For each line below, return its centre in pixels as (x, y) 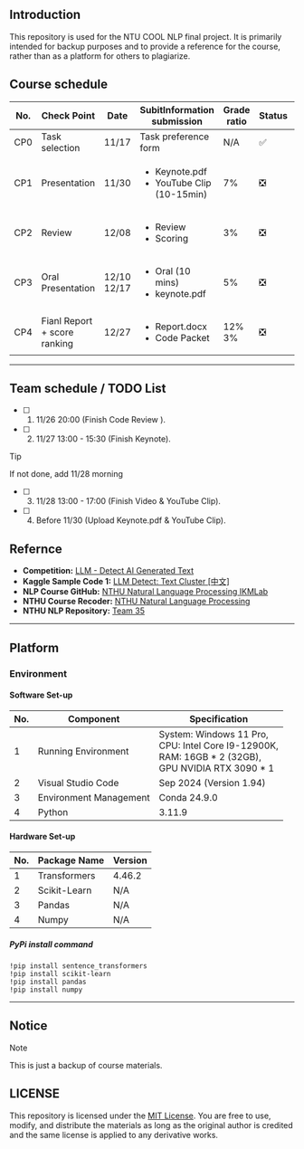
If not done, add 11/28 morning (66, 474)
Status (273, 115)
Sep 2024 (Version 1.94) (212, 783)
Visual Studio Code (78, 783)
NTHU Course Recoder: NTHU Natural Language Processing (136, 602)
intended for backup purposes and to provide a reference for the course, (145, 46)
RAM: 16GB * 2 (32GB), (210, 756)
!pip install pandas (48, 982)
